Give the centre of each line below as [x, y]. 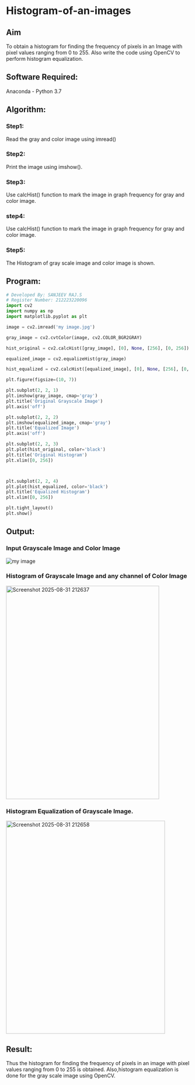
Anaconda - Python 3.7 [34, 91]
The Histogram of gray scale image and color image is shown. [81, 263]
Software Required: [42, 77]
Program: [23, 281]
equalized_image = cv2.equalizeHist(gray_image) [66, 359]
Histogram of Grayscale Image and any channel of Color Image [97, 576]
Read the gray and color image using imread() [61, 139]
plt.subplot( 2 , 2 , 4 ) [32, 481]
